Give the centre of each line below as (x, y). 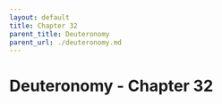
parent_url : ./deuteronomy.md (66, 42)
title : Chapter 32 (43, 26)
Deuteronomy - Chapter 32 (111, 86)
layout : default (39, 17)
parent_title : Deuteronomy (60, 34)
